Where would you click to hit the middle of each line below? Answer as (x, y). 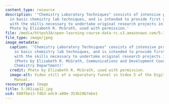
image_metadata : (22, 42)
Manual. (22, 79)
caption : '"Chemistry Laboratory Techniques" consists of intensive (83, 47)
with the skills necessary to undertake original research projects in (87, 24)
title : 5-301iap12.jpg (29, 89)
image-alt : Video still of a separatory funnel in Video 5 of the (81, 75)
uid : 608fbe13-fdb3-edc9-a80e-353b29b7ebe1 (52, 93)
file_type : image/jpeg (29, 38)
